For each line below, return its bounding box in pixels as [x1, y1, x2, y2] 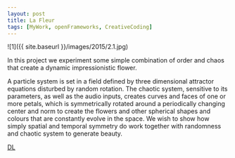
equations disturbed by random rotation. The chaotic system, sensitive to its [7, 85, 228, 93]
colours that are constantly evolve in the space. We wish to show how [7, 114, 210, 123]
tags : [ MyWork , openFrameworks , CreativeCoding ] [7, 23, 153, 30]
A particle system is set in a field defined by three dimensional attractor [7, 77, 215, 86]
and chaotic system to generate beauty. [7, 129, 123, 138]
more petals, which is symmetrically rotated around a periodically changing [7, 100, 225, 108]
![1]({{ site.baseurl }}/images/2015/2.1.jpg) [7, 43, 129, 51]
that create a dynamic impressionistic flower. [7, 64, 137, 72]
